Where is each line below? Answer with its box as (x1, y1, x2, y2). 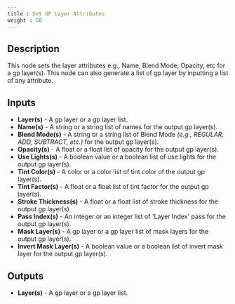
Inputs (7, 96, 36, 109)
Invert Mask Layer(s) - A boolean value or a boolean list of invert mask (17, 242, 223, 251)
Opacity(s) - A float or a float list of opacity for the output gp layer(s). (17, 145, 220, 154)
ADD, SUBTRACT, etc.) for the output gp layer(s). (17, 138, 159, 146)
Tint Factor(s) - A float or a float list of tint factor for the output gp (17, 183, 209, 191)
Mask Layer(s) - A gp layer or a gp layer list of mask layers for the (17, 227, 209, 236)
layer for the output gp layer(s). (17, 250, 108, 258)
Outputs (7, 270, 44, 282)
